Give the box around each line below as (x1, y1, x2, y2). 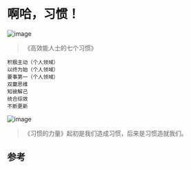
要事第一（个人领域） (7, 73, 59, 80)
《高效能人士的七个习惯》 (23, 43, 97, 52)
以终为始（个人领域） (7, 66, 59, 73)
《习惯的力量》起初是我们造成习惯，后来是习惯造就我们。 (23, 129, 188, 137)
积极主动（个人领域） (7, 59, 59, 66)
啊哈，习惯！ (7, 6, 81, 22)
